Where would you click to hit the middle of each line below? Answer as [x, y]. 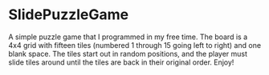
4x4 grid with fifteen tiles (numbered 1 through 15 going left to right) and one [135, 45]
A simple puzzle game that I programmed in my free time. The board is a [128, 37]
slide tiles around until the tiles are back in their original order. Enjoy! [121, 62]
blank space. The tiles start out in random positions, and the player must [128, 53]
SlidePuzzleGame [69, 15]
